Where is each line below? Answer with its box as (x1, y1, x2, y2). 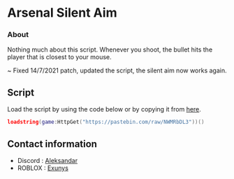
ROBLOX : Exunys (17, 164, 68, 172)
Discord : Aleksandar (17, 156, 78, 164)
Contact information (7, 138, 98, 150)
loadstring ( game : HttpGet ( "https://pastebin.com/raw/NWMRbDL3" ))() (7, 118, 205, 126)
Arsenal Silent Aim (7, 5, 117, 21)
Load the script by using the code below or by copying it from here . (7, 105, 201, 114)
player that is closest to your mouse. (7, 53, 112, 61)
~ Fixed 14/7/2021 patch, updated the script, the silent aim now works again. (7, 66, 227, 75)
